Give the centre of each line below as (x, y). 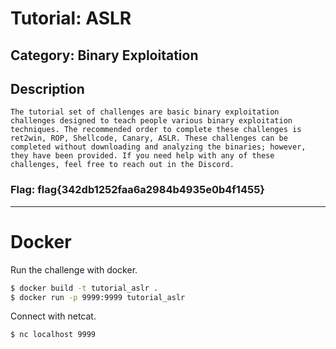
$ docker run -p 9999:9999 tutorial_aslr (98, 297)
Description (47, 88)
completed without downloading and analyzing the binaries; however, (158, 147)
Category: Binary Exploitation (104, 55)
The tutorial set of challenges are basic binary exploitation (145, 112)
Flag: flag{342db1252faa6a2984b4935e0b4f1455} (137, 190)
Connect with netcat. (53, 316)
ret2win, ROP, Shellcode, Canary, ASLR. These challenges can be (149, 138)
